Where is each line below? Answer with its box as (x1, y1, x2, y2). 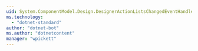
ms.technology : (6, 14, 44, 20)
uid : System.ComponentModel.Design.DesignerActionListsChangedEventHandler (6, 8, 196, 15)
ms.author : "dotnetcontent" (6, 30, 75, 36)
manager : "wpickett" (6, 36, 57, 42)
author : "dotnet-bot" (6, 25, 60, 31)
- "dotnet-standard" (11, 19, 62, 25)
